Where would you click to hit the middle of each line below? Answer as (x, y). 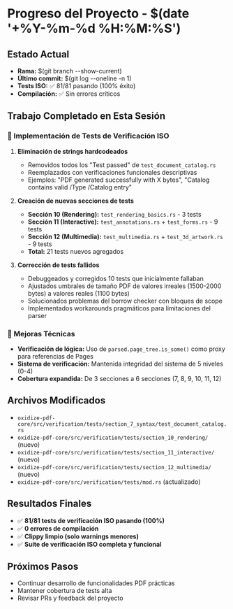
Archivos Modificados (57, 401)
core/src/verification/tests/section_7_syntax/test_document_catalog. (122, 424)
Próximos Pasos (43, 566)
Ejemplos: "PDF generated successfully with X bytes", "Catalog (119, 180)
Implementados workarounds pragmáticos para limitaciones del (119, 308)
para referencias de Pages (55, 356)
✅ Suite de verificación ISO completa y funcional (89, 544)
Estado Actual (38, 54)
